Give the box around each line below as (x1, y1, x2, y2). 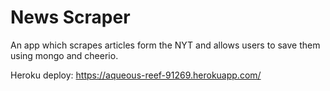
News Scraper (10, 6, 131, 29)
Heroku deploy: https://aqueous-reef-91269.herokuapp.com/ (10, 69, 262, 81)
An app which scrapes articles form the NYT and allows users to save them (10, 39, 321, 51)
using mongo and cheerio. (10, 49, 119, 61)
